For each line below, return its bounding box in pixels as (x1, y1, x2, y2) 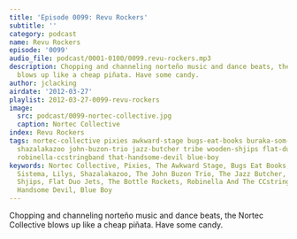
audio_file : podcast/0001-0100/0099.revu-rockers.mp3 (9, 54, 212, 63)
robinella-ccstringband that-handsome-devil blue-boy (17, 152, 219, 162)
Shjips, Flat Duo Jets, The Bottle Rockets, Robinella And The (17, 178, 255, 187)
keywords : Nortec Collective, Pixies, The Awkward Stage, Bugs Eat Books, (9, 161, 291, 170)
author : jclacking (9, 79, 77, 88)
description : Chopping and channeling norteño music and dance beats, (9, 63, 275, 72)
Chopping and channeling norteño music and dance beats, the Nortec (9, 210, 263, 220)
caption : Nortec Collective (17, 120, 121, 129)
